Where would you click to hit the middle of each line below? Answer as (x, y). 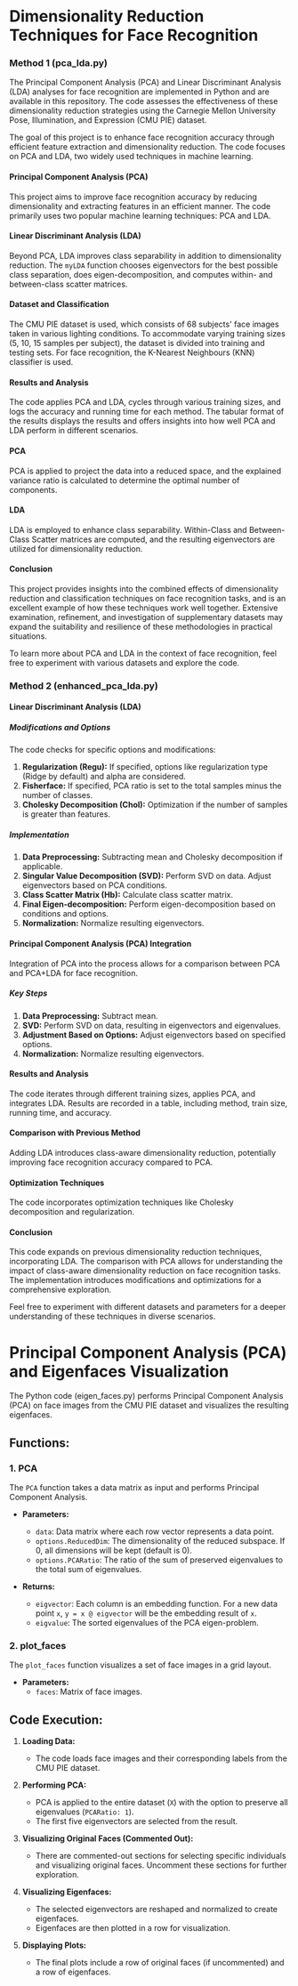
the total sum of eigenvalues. (89, 1569)
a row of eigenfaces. (73, 1972)
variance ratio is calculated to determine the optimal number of (125, 480)
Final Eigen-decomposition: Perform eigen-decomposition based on (149, 904)
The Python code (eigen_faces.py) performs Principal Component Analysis (146, 1396)
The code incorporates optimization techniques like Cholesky (121, 1202)
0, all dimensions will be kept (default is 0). (114, 1550)
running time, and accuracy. (60, 1112)
